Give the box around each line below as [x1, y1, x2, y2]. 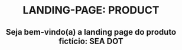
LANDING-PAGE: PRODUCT [22, 4, 160, 17]
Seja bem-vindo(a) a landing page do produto [5, 27, 177, 37]
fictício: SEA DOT [58, 36, 123, 46]
